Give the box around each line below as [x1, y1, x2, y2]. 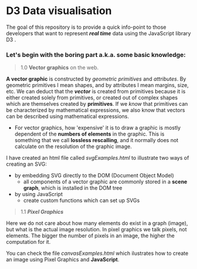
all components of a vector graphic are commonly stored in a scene [23, 178, 188, 186]
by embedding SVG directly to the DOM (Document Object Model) [14, 172, 174, 179]
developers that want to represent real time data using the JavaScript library [6, 29, 191, 36]
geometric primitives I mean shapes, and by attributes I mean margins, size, [6, 82, 189, 89]
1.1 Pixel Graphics [20, 209, 64, 216]
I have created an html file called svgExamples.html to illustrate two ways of [6, 154, 189, 162]
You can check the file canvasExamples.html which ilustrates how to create [6, 250, 189, 257]
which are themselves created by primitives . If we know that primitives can [6, 100, 188, 107]
